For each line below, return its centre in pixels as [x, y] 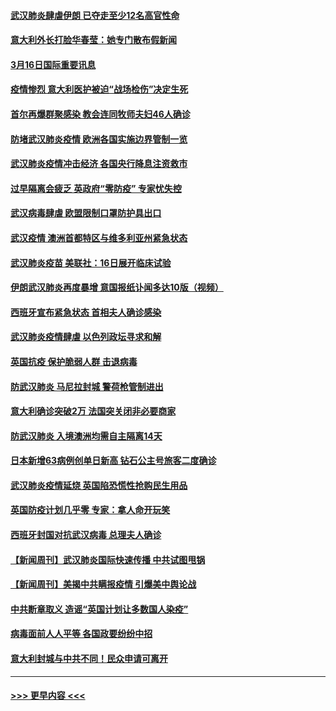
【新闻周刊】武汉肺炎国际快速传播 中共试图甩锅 [108, 559]
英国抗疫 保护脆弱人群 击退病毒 [74, 361]
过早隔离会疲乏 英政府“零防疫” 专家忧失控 [96, 188]
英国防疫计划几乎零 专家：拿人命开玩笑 [90, 510]
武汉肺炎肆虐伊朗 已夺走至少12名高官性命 [95, 15]
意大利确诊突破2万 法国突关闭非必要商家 [93, 411]
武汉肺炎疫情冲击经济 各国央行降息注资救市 [99, 164]
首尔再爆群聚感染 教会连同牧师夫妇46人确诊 [100, 114]
